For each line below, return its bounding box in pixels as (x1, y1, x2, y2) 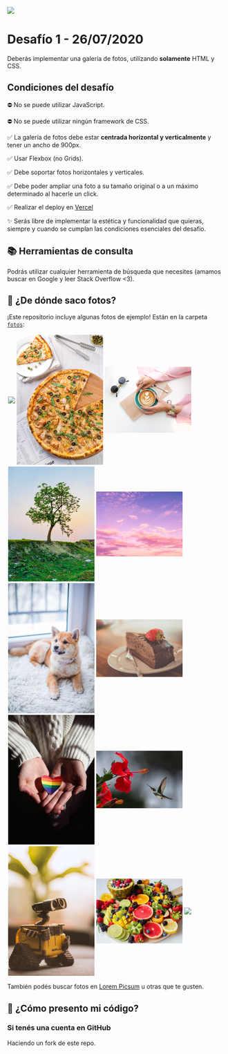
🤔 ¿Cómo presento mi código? (7, 1002, 140, 1014)
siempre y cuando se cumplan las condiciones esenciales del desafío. (7, 225, 207, 233)
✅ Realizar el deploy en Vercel (7, 203, 93, 211)
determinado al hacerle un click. (7, 189, 99, 198)
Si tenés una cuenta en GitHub (7, 1023, 111, 1033)
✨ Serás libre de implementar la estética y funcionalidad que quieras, (7, 216, 204, 225)
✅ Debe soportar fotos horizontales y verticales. (7, 168, 145, 176)
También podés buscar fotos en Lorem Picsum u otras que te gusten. (7, 982, 204, 991)
